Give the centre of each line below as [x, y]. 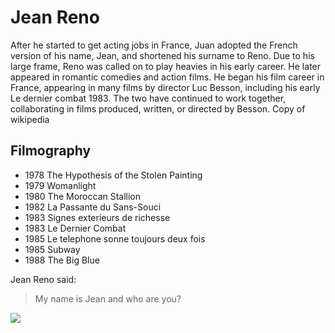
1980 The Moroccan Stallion [83, 196]
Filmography [51, 151]
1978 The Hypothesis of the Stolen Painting [113, 175]
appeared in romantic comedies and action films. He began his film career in [167, 77]
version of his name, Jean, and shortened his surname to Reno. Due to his [162, 55]
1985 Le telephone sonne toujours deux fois [115, 238]
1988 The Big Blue [62, 260]
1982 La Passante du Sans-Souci [93, 207]
